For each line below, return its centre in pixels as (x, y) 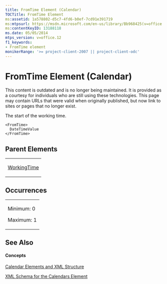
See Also (19, 243)
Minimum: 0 (22, 209)
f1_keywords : (19, 42)
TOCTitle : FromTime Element (34, 14)
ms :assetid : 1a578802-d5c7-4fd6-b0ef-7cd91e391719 (59, 19)
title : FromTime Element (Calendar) (43, 10)
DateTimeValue (24, 129)
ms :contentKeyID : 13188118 (33, 28)
